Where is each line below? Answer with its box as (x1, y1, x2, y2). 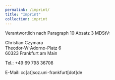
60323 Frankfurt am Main (5, 50, 57, 56)
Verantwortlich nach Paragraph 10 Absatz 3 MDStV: (5, 30, 111, 36)
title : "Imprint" (5, 12, 41, 17)
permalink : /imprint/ (5, 7, 50, 12)
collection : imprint (5, 16, 48, 21)
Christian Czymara (5, 40, 43, 46)
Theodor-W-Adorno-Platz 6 (5, 45, 61, 51)
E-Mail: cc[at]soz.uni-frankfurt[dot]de (5, 70, 83, 76)
